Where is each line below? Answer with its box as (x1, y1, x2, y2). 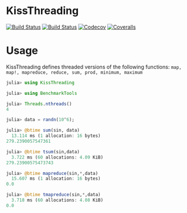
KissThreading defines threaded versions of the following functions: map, (6, 63, 182, 70)
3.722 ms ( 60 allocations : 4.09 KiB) (11, 154, 104, 160)
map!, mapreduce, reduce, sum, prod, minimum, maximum (6, 69, 143, 75)
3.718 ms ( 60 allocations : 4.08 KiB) (11, 197, 104, 203)
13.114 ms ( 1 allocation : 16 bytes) (11, 133, 101, 139)
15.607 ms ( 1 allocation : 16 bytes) (11, 176, 101, 182)
